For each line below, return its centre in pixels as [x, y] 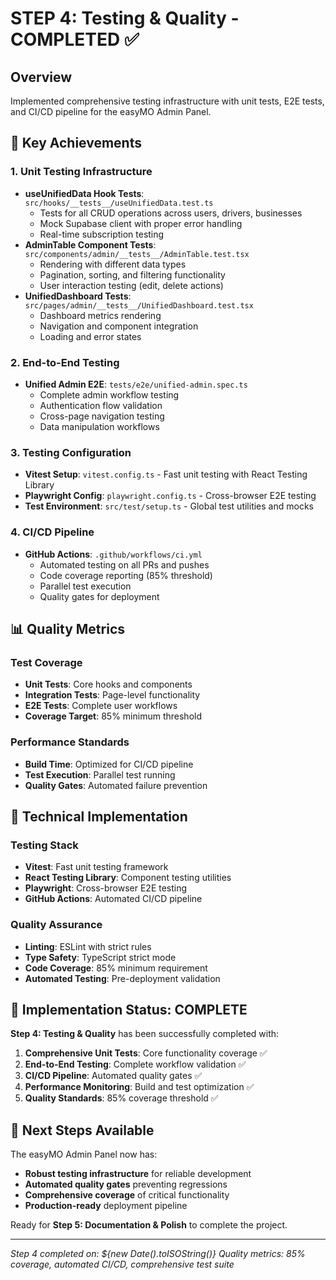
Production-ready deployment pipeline [106, 1206]
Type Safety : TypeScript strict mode [100, 957]
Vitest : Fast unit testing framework [96, 867]
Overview [41, 77]
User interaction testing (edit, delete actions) [131, 285]
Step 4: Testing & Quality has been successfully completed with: [145, 1034]
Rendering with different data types [113, 264]
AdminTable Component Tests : [90, 244]
